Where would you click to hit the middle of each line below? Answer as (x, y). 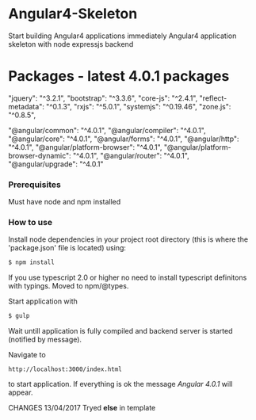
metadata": (27, 106)
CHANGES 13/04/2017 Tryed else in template (82, 408)
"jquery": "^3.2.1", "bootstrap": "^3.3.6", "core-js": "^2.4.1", (103, 98)
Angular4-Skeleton (73, 14)
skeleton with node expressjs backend (71, 44)
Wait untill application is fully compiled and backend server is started (120, 331)
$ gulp (19, 316)
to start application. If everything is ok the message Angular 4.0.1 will (120, 384)
